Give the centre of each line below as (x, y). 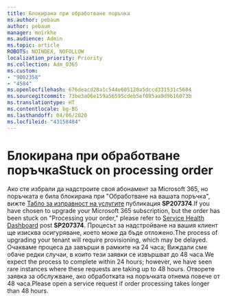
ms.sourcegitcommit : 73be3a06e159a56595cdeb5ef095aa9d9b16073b (99, 97)
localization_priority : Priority (55, 58)
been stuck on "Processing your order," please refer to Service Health (106, 218)
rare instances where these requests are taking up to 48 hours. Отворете (111, 269)
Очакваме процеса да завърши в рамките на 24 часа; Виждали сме (107, 247)
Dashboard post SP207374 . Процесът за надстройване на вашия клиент (112, 225)
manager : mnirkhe (32, 33)
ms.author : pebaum (33, 20)
